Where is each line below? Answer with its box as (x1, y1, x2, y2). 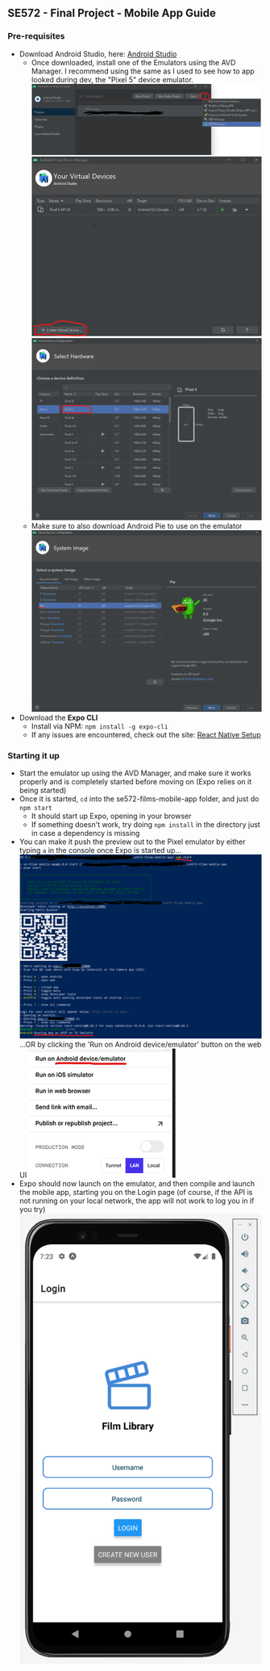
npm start (19, 804, 53, 813)
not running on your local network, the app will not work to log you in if (19, 1196, 255, 1205)
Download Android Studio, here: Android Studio (19, 48, 177, 59)
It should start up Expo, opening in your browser (31, 811, 192, 821)
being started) (19, 786, 67, 796)
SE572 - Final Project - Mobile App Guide (7, 6, 217, 20)
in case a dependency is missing (31, 829, 140, 838)
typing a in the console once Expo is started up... (19, 846, 182, 855)
